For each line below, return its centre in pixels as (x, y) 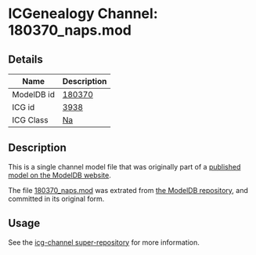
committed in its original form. (56, 199)
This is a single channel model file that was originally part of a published (124, 166)
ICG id (23, 107)
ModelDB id (34, 95)
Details (25, 59)
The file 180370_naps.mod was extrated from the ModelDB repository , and (128, 190)
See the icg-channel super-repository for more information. (104, 242)
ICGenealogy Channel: (83, 14)
